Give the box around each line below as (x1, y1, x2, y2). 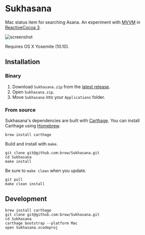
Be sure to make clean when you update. (5, 168, 87, 174)
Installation (5, 58, 40, 66)
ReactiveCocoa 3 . (5, 24, 41, 30)
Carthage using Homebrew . (5, 122, 61, 128)
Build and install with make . (5, 141, 58, 147)
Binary (5, 72, 21, 79)
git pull (5, 177, 23, 182)
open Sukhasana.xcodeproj (5, 225, 58, 230)
